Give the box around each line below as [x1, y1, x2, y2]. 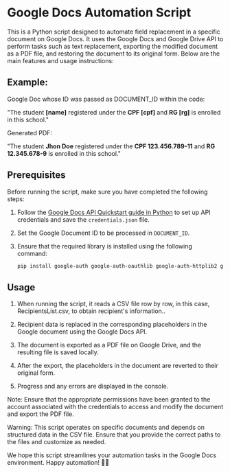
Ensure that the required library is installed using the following [16, 242, 192, 250]
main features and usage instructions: [7, 56, 115, 65]
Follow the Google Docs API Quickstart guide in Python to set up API [16, 208, 211, 216]
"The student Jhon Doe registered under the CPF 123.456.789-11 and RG [7, 142, 216, 150]
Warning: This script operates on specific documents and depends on [7, 424, 205, 432]
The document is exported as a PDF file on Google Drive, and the [16, 341, 201, 349]
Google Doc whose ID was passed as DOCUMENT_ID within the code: [7, 95, 205, 103]
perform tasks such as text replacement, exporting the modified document [7, 42, 218, 50]
